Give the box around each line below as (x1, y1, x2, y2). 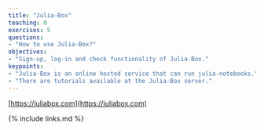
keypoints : (8, 63, 44, 70)
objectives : (8, 48, 47, 56)
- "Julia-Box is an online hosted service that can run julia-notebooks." (8, 70, 258, 78)
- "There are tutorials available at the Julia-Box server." (8, 77, 213, 85)
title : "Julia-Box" (8, 11, 72, 20)
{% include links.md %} (8, 114, 85, 123)
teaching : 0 (8, 19, 47, 27)
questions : (8, 33, 44, 42)
